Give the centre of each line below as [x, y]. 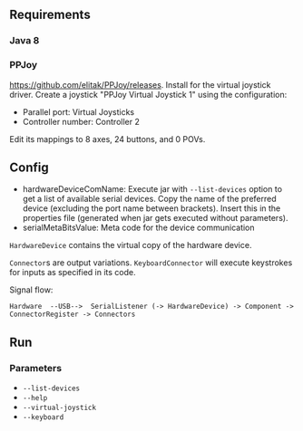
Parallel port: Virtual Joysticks [78, 111]
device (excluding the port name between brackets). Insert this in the [151, 208]
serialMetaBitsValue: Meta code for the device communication [139, 228]
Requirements [50, 15]
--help [35, 398]
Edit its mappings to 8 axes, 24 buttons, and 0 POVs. [108, 139]
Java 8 [24, 41]
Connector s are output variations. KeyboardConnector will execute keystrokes [151, 263]
